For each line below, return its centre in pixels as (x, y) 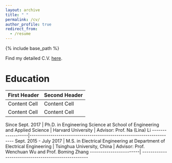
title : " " (17, 15)
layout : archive (23, 10)
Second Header (63, 95)
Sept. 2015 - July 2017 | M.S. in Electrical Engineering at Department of (90, 141)
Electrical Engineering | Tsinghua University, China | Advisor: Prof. (75, 146)
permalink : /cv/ (23, 19)
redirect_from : (22, 29)
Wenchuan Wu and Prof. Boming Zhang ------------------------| (73, 152)
